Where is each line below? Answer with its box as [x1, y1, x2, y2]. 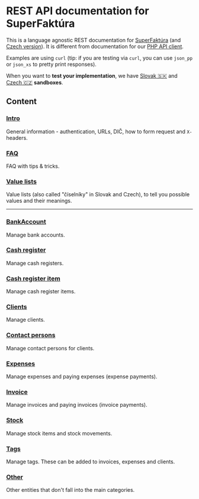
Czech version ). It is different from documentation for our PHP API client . [6, 43, 184, 50]
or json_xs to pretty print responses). [6, 61, 97, 68]
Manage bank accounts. [6, 231, 65, 238]
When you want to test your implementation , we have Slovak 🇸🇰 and [6, 72, 178, 79]
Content [6, 96, 37, 106]
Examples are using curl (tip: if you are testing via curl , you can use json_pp [6, 54, 193, 61]
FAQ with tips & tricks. [6, 162, 60, 170]
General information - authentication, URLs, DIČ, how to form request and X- [6, 128, 192, 135]
